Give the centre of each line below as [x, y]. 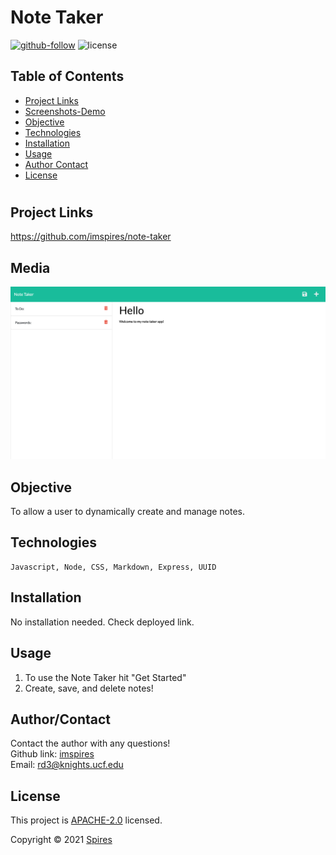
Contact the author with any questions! [90, 743]
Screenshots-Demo [65, 111]
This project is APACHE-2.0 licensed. [86, 820]
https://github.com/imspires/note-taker [91, 237]
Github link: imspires [52, 754]
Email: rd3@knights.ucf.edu [67, 765]
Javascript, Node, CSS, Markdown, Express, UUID [113, 567]
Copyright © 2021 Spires [61, 840]
